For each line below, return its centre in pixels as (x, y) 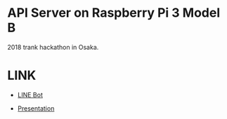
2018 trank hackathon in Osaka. (53, 47)
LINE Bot (30, 94)
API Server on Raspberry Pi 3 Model (113, 13)
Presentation (36, 108)
